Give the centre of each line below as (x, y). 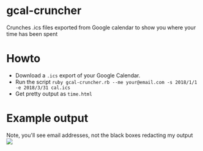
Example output (47, 118)
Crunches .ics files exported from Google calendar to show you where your (101, 27)
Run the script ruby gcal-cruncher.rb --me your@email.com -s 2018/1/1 (106, 82)
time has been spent (32, 33)
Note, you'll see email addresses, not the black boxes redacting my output (100, 135)
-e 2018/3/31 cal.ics (42, 88)
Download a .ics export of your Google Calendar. (78, 75)
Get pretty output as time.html (54, 93)
